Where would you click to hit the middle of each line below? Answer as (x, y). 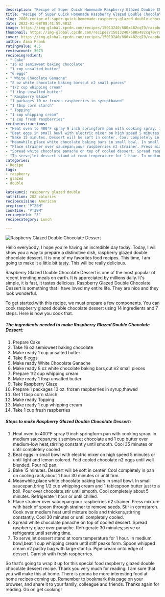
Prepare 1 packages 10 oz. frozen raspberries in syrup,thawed (75, 389)
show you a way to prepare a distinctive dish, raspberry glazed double (77, 253)
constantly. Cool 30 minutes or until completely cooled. (68, 517)
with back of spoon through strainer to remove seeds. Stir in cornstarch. (85, 507)
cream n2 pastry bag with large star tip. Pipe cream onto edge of (78, 548)
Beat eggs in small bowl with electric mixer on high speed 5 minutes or (84, 455)
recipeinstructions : (27, 124)
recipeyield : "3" (23, 215)
